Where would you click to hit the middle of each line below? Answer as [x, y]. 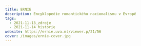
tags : [10, 18]
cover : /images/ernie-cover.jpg [38, 36]
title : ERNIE [18, 9]
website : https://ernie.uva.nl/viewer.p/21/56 [53, 32]
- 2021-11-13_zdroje [30, 23]
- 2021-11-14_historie [32, 27]
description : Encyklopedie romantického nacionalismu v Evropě [71, 14]
